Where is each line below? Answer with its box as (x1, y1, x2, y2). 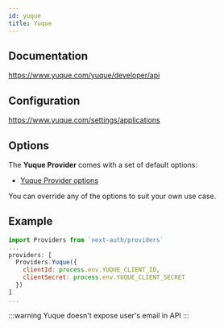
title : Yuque (8, 19, 52, 27)
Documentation (8, 49, 89, 63)
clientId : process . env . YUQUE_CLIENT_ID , (23, 266, 160, 274)
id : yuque (8, 11, 42, 20)
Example (8, 214, 53, 228)
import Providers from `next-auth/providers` (8, 235, 164, 244)
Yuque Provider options (19, 175, 99, 185)
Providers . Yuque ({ (15, 259, 78, 267)
